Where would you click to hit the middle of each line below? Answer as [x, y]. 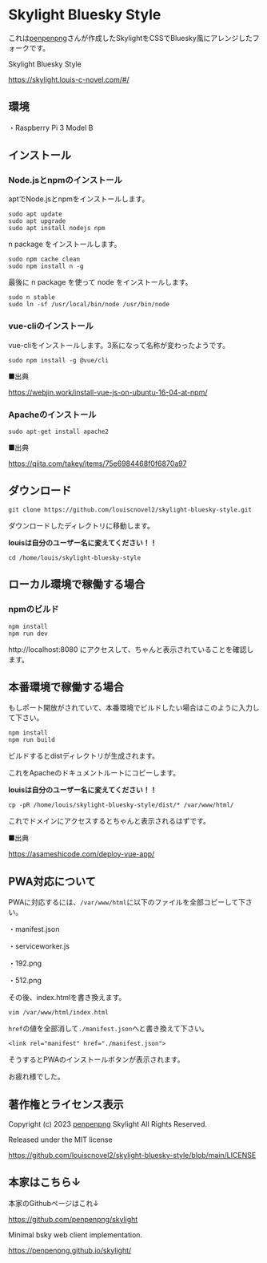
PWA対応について [52, 881]
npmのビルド [34, 609]
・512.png [25, 981]
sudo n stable [32, 298]
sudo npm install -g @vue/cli [59, 360]
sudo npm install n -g [46, 266]
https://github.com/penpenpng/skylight [73, 1219]
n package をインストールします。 [65, 244]
